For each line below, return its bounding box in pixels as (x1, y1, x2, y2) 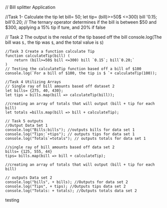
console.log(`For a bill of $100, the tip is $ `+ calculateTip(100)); (5, 71, 157, 76)
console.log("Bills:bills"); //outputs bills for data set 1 (5, 127, 135, 132)
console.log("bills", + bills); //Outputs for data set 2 (5, 180, 128, 185)
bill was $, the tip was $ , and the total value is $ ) (5, 39, 104, 45)
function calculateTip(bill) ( (5, 53, 70, 58)
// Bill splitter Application (5, 4, 56, 10)
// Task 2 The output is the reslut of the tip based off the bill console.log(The (5, 34, 162, 40)
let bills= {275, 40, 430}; (5, 88, 64, 93)
